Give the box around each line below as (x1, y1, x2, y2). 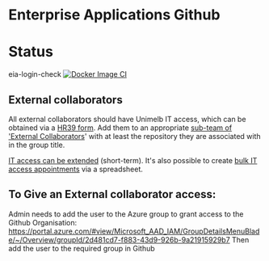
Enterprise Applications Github (8, 6, 221, 24)
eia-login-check (8, 69, 62, 79)
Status (8, 43, 54, 61)
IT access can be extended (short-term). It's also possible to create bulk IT (8, 155, 258, 165)
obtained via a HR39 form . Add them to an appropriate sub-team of (8, 123, 233, 133)
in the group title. (8, 140, 65, 149)
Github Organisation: (8, 217, 78, 227)
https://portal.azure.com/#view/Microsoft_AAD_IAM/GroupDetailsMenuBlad (8, 226, 260, 236)
